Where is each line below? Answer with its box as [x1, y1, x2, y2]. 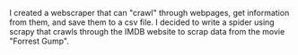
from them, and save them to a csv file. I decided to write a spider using [9, 17, 276, 27]
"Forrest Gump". [9, 35, 69, 46]
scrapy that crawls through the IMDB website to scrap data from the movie [9, 27, 285, 36]
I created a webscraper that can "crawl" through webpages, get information [9, 8, 290, 18]
